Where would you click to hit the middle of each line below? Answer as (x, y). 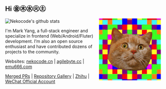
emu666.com (19, 66)
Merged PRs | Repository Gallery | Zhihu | (47, 76)
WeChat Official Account (30, 81)
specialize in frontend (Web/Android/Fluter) (49, 36)
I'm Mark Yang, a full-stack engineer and (46, 31)
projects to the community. (33, 51)
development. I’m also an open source (44, 41)
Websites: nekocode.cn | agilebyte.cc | (45, 61)
